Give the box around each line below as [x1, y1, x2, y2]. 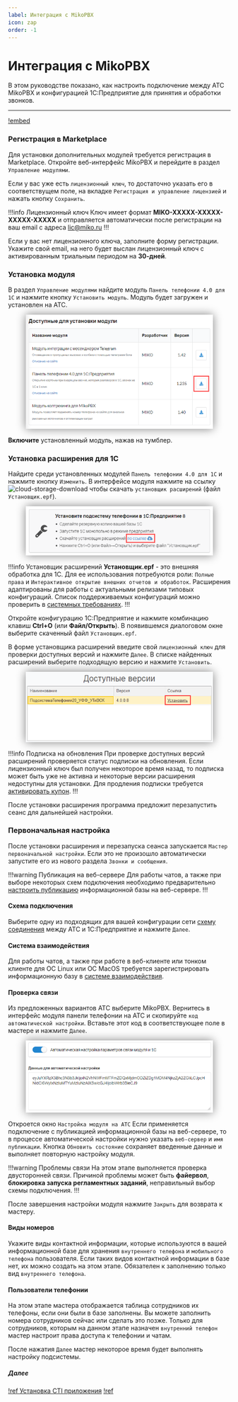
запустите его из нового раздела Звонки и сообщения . [8, 857, 168, 865]
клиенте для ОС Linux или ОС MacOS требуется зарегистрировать [8, 964, 210, 973]
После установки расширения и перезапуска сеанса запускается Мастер [8, 841, 228, 850]
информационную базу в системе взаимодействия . [8, 972, 165, 981]
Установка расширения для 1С [8, 454, 119, 464]
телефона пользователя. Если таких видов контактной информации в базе [8, 1254, 230, 1263]
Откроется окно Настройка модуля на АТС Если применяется [8, 1119, 189, 1128]
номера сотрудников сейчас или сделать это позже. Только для [8, 1316, 203, 1325]
